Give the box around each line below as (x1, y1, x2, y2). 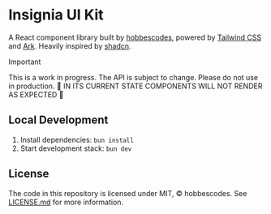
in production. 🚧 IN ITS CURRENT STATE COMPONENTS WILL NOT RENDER (8, 81, 263, 91)
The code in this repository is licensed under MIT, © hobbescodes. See (8, 188, 247, 198)
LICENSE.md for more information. (8, 197, 124, 207)
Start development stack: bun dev (19, 143, 132, 153)
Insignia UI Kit (8, 6, 104, 24)
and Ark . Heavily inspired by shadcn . (8, 41, 131, 50)
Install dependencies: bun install (19, 135, 134, 144)
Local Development (8, 113, 109, 127)
